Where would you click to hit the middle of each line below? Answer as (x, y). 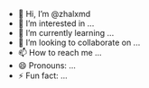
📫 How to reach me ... (60, 53)
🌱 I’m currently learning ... (66, 33)
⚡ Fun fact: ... (42, 75)
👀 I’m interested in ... (56, 23)
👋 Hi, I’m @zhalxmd (54, 14)
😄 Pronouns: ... (47, 66)
